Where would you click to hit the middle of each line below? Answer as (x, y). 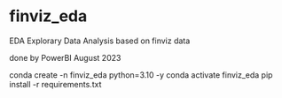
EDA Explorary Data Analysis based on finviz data (100, 41)
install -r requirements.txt (55, 84)
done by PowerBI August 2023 (65, 57)
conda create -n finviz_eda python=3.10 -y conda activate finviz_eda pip (141, 75)
